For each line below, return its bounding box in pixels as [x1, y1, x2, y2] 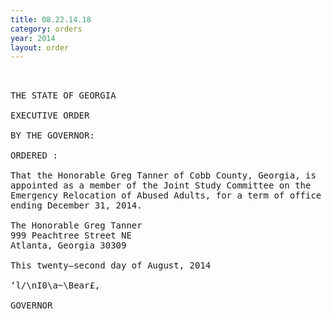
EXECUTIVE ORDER [10, 110, 90, 121]
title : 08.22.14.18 [10, 14, 92, 25]
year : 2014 [10, 33, 56, 43]
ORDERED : [10, 150, 58, 161]
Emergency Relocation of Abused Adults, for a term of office [10, 190, 322, 201]
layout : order [10, 42, 70, 53]
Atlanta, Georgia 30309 [10, 240, 127, 251]
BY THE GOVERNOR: [10, 130, 95, 141]
